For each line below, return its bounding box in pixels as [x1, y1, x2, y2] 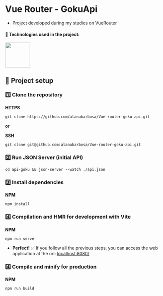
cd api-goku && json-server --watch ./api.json [5, 167, 106, 172]
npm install [5, 202, 30, 207]
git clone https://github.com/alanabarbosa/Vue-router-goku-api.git [5, 114, 150, 119]
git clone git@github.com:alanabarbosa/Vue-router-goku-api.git [5, 142, 141, 147]
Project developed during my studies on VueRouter [12, 20, 117, 26]
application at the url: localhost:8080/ [12, 250, 89, 256]
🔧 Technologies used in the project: [5, 31, 80, 37]
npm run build [5, 286, 35, 291]
